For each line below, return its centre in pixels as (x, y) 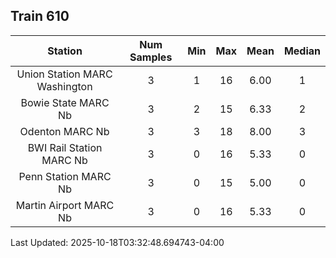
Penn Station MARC (65, 176)
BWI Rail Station (65, 147)
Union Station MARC (64, 74)
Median (302, 51)
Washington (64, 86)
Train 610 (40, 16)
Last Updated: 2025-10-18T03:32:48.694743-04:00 (117, 242)
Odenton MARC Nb (64, 131)
